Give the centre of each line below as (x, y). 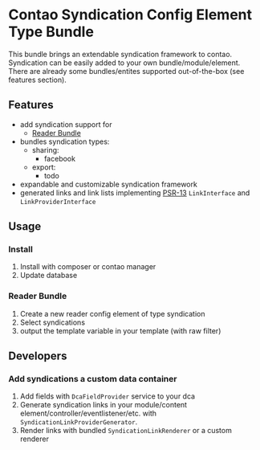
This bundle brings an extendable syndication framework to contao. (120, 54)
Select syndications (53, 322)
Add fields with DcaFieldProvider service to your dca (107, 396)
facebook (60, 158)
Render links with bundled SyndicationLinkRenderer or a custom (126, 431)
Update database (49, 276)
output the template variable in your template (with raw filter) (120, 330)
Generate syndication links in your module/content (103, 405)
